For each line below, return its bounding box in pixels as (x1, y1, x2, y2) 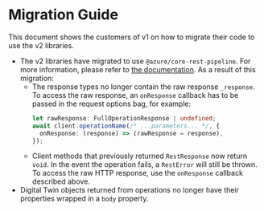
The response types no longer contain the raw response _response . (31, 82, 255, 91)
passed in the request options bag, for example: (31, 99, 192, 108)
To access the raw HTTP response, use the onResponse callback (31, 168, 244, 178)
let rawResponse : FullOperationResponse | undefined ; (31, 114, 217, 122)
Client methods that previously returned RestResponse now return (31, 151, 248, 161)
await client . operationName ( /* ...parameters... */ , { (31, 122, 220, 130)
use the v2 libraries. (8, 40, 74, 50)
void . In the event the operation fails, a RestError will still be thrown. (31, 160, 258, 169)
